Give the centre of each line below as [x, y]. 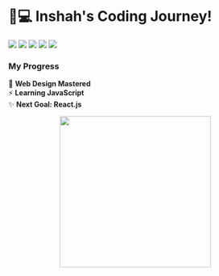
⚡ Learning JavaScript [46, 93]
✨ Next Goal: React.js [45, 105]
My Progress [34, 66]
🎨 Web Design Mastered [50, 84]
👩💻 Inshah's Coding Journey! [110, 17]
